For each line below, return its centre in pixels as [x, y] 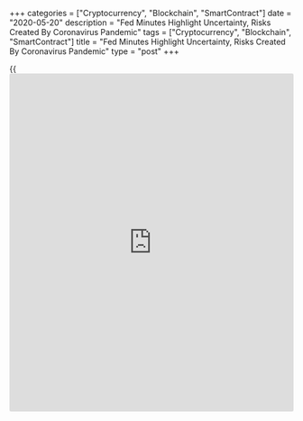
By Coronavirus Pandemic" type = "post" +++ [95, 51]
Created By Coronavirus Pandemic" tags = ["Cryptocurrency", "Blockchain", [150, 32]
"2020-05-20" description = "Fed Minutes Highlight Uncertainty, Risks [140, 23]
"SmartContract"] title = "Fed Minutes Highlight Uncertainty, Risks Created [147, 41]
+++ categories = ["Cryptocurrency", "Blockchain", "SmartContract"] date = [151, 13]
